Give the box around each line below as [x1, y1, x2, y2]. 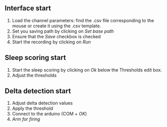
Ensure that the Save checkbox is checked [12, 33, 101, 39]
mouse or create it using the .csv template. [12, 23, 101, 29]
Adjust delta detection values [12, 100, 73, 106]
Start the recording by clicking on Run [12, 39, 91, 45]
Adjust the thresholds [12, 72, 57, 78]
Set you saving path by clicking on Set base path [12, 28, 114, 34]
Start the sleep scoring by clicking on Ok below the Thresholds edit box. [12, 67, 162, 73]
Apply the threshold [12, 105, 53, 111]
